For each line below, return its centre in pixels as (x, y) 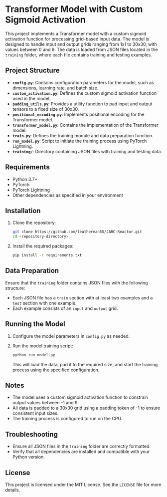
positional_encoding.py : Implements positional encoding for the (78, 114)
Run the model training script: (43, 346)
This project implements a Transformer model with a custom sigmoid (76, 33)
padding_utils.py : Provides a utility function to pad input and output (82, 104)
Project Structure (32, 71)
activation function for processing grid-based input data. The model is (77, 39)
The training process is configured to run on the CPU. (67, 419)
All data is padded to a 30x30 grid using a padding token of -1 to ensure (86, 408)
